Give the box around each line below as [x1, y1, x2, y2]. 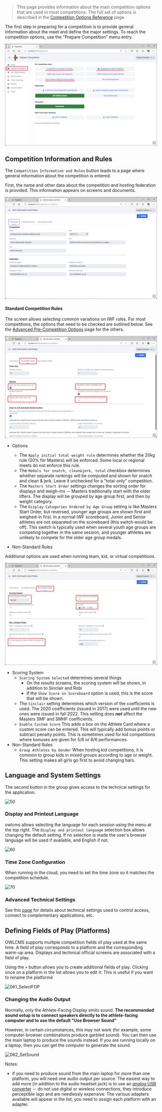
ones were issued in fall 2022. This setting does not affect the [19, 711, 143, 716]
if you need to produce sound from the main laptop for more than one [12, 1070, 150, 1076]
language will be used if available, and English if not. [5, 837, 109, 843]
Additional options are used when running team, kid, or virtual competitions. [5, 554, 156, 559]
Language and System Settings [5, 771, 101, 779]
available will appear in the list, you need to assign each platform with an [12, 1096, 157, 1102]
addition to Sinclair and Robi [26, 685, 82, 691]
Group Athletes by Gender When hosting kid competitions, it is [19, 747, 144, 753]
